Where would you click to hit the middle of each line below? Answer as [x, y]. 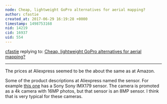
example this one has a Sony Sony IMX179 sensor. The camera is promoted [82, 86]
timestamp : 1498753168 [29, 24]
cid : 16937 [16, 33]
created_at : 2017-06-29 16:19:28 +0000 [46, 19]
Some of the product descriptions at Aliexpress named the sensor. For [77, 80]
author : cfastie [22, 14]
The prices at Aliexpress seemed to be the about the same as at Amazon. [80, 71]
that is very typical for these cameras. [44, 96]
